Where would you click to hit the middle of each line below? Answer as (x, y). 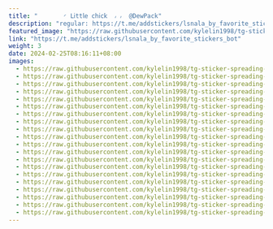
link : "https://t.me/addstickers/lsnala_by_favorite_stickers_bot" (125, 39)
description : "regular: (49, 24)
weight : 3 (25, 46)
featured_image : (36, 31)
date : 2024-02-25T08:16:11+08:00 (65, 54)
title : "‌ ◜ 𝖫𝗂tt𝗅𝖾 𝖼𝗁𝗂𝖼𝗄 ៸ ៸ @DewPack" (85, 16)
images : (22, 62)
